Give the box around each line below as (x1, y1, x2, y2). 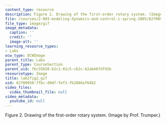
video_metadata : (5, 94, 39, 99)
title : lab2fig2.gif (5, 76, 48, 81)
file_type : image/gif (5, 21, 50, 26)
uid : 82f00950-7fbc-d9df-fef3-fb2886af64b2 (5, 80, 96, 85)
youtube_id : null (9, 99, 45, 104)
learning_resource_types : (5, 44, 58, 49)
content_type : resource (5, 7, 54, 12)
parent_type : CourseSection (5, 62, 63, 67)
